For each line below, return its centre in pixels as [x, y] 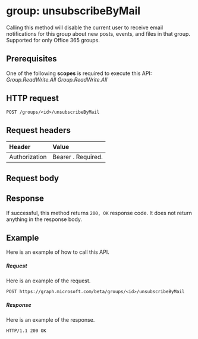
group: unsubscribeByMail [73, 11]
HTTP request [33, 99]
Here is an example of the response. [51, 320]
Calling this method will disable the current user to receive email [85, 27]
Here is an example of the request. [48, 281]
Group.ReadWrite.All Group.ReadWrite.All [57, 79]
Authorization [28, 157]
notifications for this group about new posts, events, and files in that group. [98, 33]
